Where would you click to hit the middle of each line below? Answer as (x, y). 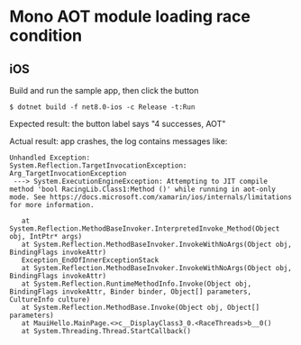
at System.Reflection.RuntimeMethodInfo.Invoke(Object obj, (137, 284)
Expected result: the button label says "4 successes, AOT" (118, 124)
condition (46, 36)
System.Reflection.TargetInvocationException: (98, 166)
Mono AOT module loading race (130, 17)
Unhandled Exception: (50, 158)
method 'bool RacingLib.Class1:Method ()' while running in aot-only (143, 189)
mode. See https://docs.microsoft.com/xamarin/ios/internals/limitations (151, 197)
